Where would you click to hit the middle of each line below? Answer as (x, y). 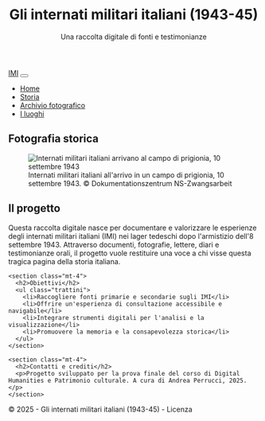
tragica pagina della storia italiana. (64, 261)
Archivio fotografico (53, 105)
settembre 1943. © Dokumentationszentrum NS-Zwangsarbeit (130, 183)
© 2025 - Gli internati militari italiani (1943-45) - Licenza (100, 409)
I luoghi (32, 114)
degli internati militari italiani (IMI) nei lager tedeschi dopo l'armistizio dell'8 (131, 236)
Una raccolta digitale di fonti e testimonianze (134, 37)
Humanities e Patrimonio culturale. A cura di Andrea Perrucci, (117, 380)
